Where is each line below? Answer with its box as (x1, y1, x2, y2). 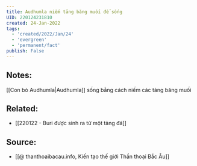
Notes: (6, 70, 32, 81)
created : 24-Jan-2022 (6, 20, 61, 26)
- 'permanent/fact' (11, 43, 61, 49)
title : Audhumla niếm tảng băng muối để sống (6, 8, 122, 15)
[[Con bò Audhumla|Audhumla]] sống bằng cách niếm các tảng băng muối (6, 86, 192, 93)
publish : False (6, 48, 45, 54)
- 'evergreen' (11, 37, 47, 43)
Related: (6, 103, 39, 114)
